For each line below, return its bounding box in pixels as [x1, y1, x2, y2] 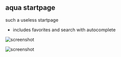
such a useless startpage [5, 17, 59, 23]
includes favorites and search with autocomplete [12, 27, 116, 33]
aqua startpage [5, 4, 55, 12]
